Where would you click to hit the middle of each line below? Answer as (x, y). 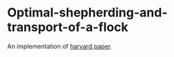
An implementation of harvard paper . (60, 46)
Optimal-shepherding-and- (87, 13)
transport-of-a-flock (68, 27)
